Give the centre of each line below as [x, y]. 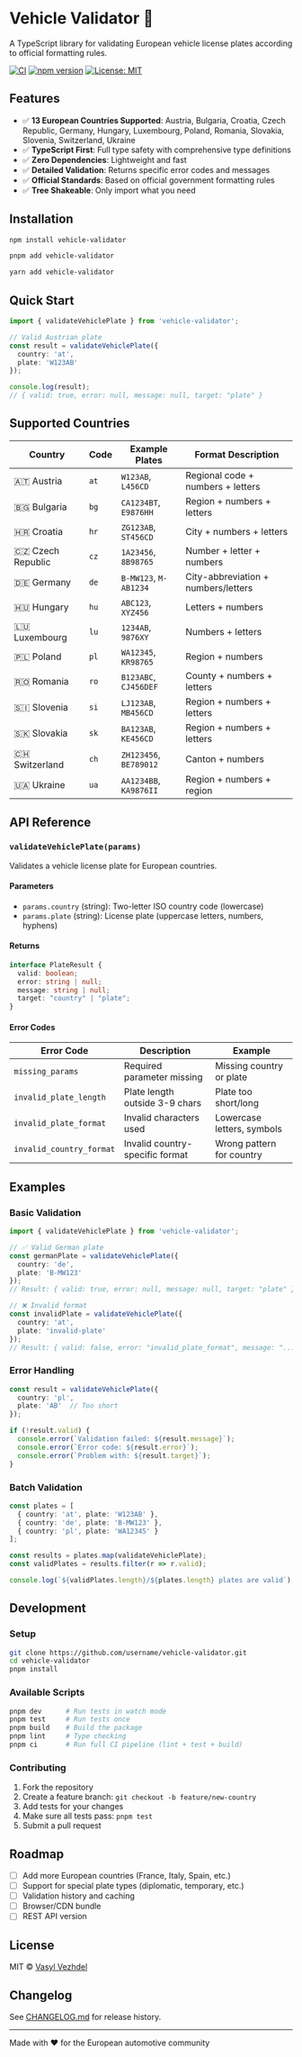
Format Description [237, 454]
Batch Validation [46, 1487]
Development [48, 1608]
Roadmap [37, 1854]
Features [35, 99]
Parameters [31, 886]
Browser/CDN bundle [62, 1906]
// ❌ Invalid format [48, 1306]
